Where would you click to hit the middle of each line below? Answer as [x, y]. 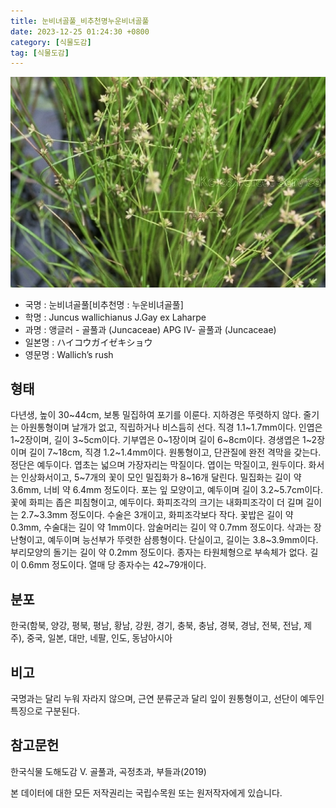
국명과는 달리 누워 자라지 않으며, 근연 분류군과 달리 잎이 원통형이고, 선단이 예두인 [167, 698]
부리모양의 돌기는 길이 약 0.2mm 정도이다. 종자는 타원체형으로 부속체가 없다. [159, 552]
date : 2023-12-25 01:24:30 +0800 [80, 31]
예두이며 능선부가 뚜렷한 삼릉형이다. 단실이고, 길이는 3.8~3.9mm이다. [183, 540]
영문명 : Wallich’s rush [69, 354]
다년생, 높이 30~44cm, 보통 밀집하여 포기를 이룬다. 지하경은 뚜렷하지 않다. [156, 415]
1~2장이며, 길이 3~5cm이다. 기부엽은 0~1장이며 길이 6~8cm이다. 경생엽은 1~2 [164, 440]
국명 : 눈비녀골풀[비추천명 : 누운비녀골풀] [104, 304]
